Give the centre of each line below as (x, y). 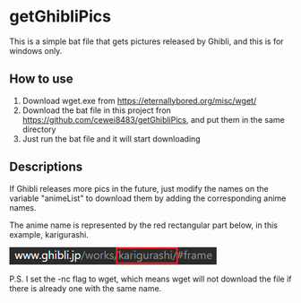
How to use (41, 79)
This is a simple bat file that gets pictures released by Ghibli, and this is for (146, 41)
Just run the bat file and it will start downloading (111, 139)
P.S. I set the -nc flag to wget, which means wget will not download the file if (150, 279)
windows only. (36, 50)
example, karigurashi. (49, 234)
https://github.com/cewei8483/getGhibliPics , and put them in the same (153, 119)
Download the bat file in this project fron (97, 110)
